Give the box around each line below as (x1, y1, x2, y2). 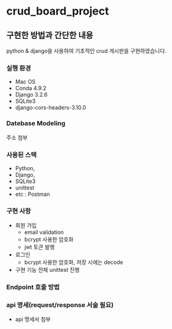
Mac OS (15, 78, 35, 86)
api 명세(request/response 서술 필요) (6, 301, 114, 310)
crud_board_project (6, 4, 109, 18)
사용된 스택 (6, 150, 37, 159)
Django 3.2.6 (15, 91, 48, 99)
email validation (24, 229, 64, 236)
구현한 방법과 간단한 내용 (6, 30, 93, 40)
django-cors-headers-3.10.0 (15, 104, 87, 111)
